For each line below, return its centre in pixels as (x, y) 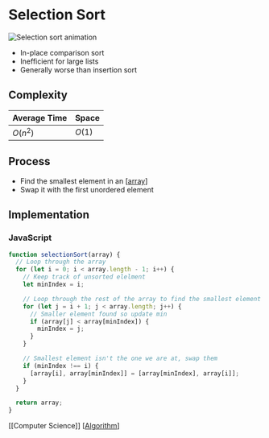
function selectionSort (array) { (64, 254)
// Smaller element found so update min (98, 314)
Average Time (40, 118)
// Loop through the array (61, 262)
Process (29, 161)
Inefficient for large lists (59, 61)
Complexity (38, 95)
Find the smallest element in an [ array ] (84, 181)
